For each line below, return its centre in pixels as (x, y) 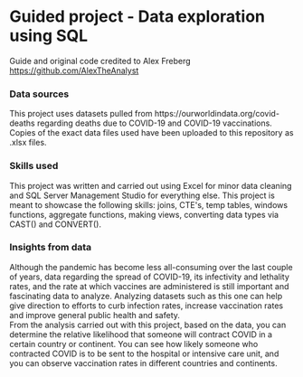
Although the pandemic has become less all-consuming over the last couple (151, 267)
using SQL (49, 36)
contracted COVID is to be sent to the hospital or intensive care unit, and (144, 353)
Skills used (34, 166)
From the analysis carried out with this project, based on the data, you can (148, 325)
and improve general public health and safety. (95, 315)
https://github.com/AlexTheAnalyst (74, 71)
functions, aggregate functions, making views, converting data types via (144, 214)
